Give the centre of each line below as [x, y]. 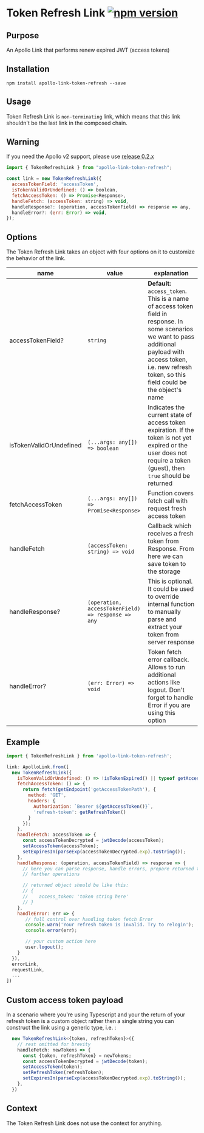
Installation [28, 69]
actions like [164, 683]
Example [23, 742]
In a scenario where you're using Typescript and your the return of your [96, 1014]
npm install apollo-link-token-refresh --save [66, 83]
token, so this [167, 375]
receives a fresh [171, 534]
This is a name [168, 299]
